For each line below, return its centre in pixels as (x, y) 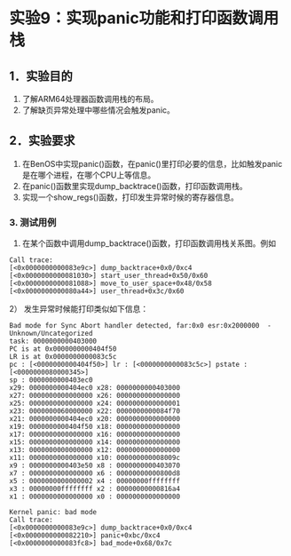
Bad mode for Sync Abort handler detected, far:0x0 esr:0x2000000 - (141, 326)
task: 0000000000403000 (53, 342)
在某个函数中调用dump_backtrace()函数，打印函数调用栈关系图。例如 (149, 243)
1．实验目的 (41, 76)
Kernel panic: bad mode (53, 512)
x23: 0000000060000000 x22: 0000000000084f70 (94, 411)
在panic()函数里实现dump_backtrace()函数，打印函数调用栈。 (135, 186)
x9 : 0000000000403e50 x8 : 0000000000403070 (94, 466)
